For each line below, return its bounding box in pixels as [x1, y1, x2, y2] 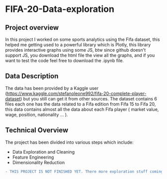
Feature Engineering [12, 154, 54, 160]
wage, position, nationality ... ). [5, 111, 68, 117]
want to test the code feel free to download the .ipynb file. [5, 58, 124, 63]
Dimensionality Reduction [12, 159, 65, 165]
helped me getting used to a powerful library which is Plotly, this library [5, 42, 151, 48]
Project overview [5, 23, 59, 32]
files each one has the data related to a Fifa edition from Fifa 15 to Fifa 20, [5, 101, 156, 107]
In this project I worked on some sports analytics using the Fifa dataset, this [5, 36, 160, 42]
